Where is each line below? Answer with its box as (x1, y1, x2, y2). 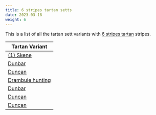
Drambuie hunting (8, 77, 51, 84)
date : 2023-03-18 (5, 12, 42, 17)
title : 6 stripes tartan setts (5, 7, 72, 13)
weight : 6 (5, 17, 27, 22)
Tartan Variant (11, 43, 48, 50)
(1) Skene (8, 52, 32, 59)
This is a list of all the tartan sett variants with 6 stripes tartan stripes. (5, 31, 151, 37)
